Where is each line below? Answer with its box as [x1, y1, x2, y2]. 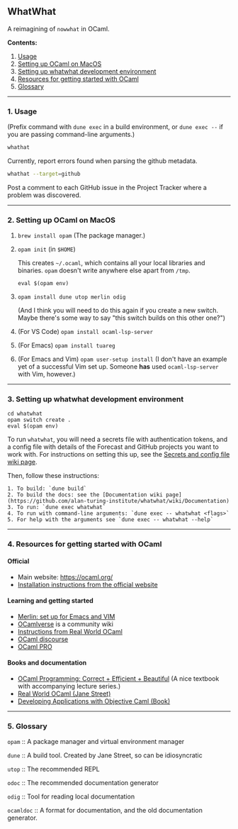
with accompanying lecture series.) [17, 681, 121, 690]
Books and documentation [7, 659, 87, 667]
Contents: [7, 38, 38, 47]
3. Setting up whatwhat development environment [7, 394, 184, 404]
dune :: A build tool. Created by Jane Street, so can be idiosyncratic [7, 751, 203, 760]
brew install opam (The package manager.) [17, 231, 146, 240]
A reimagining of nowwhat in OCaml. [7, 24, 110, 33]
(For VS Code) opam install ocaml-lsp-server [17, 328, 154, 336]
